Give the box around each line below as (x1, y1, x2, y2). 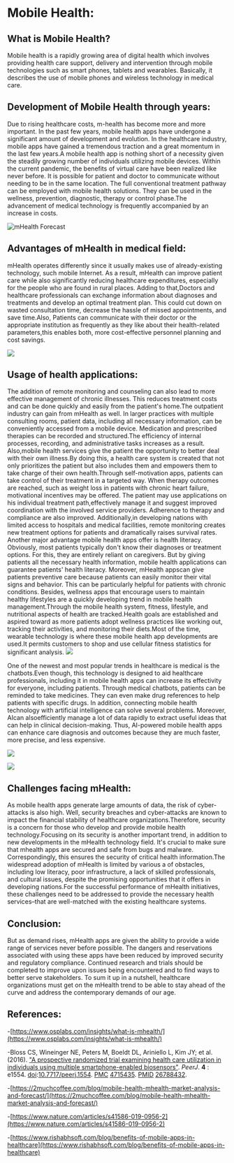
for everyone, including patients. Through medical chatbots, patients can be (7, 684, 226, 693)
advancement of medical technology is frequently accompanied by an (7, 201, 209, 210)
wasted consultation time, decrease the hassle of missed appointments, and (7, 305, 227, 314)
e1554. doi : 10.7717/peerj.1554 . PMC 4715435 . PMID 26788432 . (7, 1070, 187, 1078)
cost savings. (7, 335, 45, 344)
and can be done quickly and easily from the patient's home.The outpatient (7, 402, 224, 410)
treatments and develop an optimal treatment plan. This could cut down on (7, 298, 222, 307)
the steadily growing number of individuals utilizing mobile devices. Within (7, 157, 221, 165)
